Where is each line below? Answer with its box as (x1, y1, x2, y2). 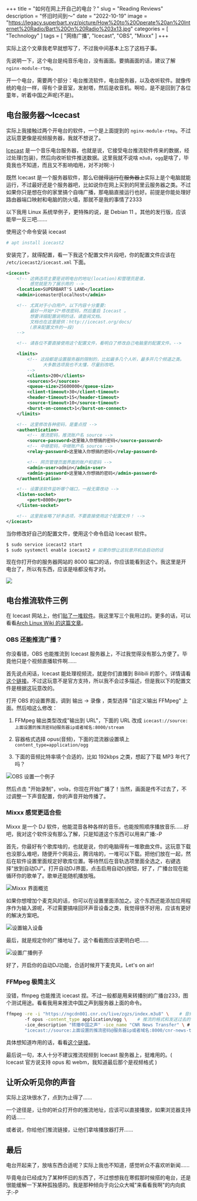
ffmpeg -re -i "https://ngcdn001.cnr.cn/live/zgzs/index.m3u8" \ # (6, 1011, 182, 1017)
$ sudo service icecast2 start (6, 542, 83, 547)
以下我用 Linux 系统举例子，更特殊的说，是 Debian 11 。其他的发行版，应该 (6, 208, 186, 215)
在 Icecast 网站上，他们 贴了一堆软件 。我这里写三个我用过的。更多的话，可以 (6, 612, 191, 620)
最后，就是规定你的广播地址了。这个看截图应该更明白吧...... (6, 937, 149, 944)
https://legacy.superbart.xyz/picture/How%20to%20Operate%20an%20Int (8, 19, 191, 26)
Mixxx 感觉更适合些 (6, 808, 62, 816)
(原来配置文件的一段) (29, 324, 74, 330)
